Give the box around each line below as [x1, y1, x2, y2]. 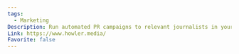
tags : [7, 10, 23, 18]
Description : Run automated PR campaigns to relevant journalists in [7, 23, 218, 30]
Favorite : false [7, 36, 55, 43]
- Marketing [14, 17, 50, 24]
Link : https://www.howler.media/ [7, 29, 107, 37]
